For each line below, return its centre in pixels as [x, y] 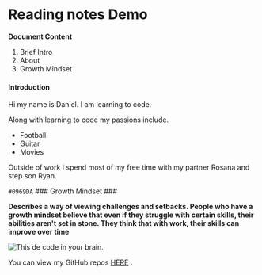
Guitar [30, 143]
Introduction [29, 87]
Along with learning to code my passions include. [88, 120]
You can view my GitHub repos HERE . [70, 262]
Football [33, 136]
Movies [32, 152]
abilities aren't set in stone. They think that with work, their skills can [124, 223]
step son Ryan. [32, 176]
